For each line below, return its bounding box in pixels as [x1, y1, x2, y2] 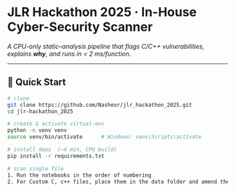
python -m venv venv [7, 127, 68, 134]
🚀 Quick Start [7, 76, 66, 88]
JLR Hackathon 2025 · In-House [7, 4, 197, 20]
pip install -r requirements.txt [7, 152, 105, 159]
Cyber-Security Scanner [7, 19, 153, 35]
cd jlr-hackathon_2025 [7, 108, 73, 115]
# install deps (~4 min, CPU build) [7, 146, 117, 153]
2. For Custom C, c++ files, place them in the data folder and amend [7, 178, 218, 185]
